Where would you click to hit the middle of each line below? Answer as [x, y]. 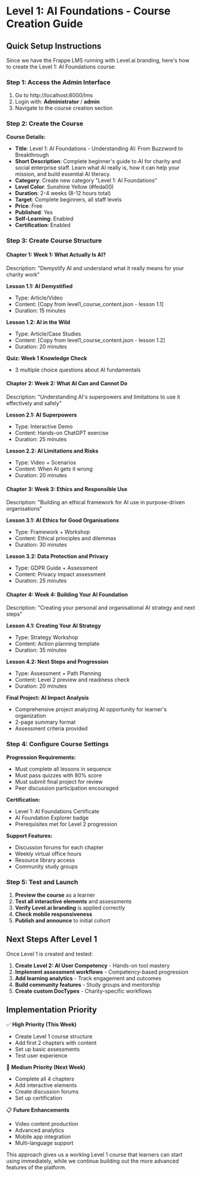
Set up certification [39, 1098]
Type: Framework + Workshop [52, 532]
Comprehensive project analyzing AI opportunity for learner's [91, 709]
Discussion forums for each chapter [59, 847]
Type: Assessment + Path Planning [58, 673]
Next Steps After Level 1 [52, 940]
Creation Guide [45, 24]
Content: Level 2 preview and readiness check [72, 680]
